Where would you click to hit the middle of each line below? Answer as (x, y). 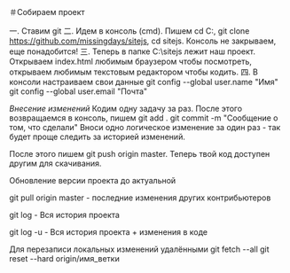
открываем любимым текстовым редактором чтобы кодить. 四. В (134, 72)
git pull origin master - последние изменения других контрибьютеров (140, 198)
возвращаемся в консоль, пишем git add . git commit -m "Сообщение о (144, 118)
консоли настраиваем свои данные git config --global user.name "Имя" (144, 82)
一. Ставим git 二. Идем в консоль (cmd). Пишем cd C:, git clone (129, 31)
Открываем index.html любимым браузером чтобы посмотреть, (131, 61)
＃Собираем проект (47, 12)
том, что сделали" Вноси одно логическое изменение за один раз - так (145, 127)
